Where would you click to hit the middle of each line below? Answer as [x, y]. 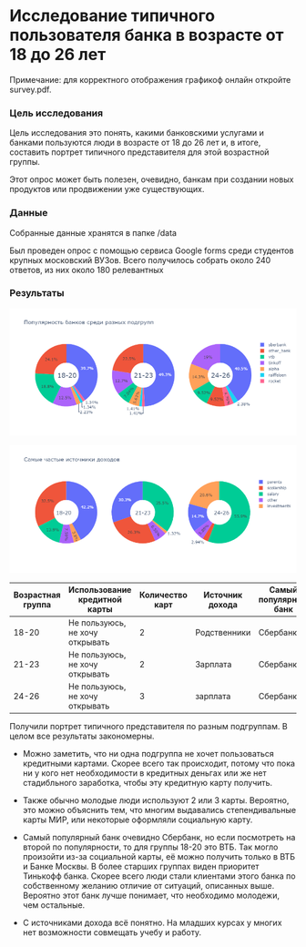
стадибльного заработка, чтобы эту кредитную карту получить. [148, 782]
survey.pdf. [31, 89]
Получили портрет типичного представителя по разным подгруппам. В [149, 726]
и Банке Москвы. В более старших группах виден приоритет [141, 866]
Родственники [223, 632]
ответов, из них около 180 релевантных [87, 270]
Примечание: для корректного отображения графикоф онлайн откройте [150, 79]
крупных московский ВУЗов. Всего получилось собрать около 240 [140, 260]
